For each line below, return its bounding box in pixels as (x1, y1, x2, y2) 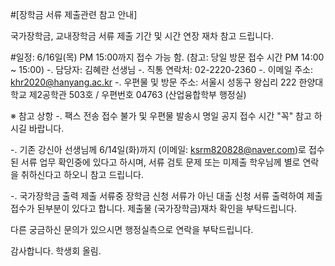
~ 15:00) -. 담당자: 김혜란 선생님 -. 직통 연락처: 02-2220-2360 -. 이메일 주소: (10, 64, 314, 75)
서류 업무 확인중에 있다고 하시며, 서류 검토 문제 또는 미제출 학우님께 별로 (20, 156, 301, 168)
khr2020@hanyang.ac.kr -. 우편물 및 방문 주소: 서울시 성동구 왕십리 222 (10, 76, 297, 88)
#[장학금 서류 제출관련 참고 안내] (10, 9, 138, 20)
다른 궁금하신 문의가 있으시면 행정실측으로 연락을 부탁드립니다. (10, 224, 254, 235)
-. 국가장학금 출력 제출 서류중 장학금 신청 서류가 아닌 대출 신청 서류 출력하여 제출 (10, 190, 323, 202)
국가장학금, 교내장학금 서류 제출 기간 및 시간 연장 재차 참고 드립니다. (10, 30, 274, 42)
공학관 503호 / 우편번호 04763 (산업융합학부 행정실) (42, 89, 247, 100)
